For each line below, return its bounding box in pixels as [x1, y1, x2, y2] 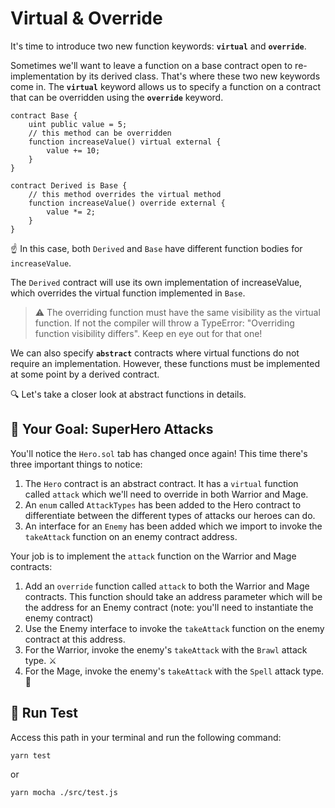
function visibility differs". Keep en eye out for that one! [34, 327, 263, 339]
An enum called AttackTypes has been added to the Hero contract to [24, 498, 302, 511]
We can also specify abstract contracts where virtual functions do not [10, 347, 300, 359]
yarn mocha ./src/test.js [10, 788, 118, 798]
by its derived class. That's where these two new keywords [76, 70, 321, 82]
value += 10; [46, 145, 101, 156]
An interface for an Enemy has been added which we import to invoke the [24, 520, 323, 532]
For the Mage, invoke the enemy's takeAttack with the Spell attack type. [24, 665, 325, 677]
